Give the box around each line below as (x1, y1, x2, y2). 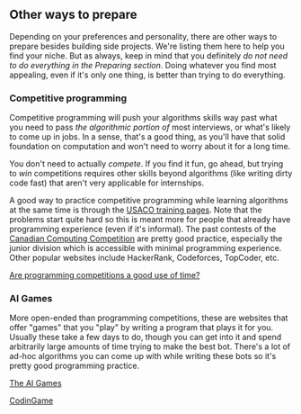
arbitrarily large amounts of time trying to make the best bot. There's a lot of (9, 341, 291, 352)
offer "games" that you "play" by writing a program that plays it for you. (9, 322, 274, 333)
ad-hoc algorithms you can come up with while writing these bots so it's (9, 351, 277, 362)
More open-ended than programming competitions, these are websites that (9, 312, 288, 323)
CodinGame (9, 395, 54, 406)
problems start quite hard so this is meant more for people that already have (9, 214, 291, 225)
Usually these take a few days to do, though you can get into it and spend (9, 332, 282, 343)
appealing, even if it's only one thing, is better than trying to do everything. (9, 69, 286, 80)
